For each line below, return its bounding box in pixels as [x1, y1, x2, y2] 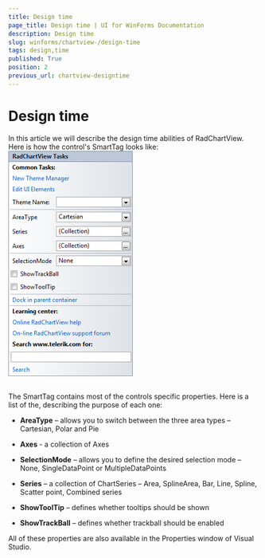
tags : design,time [8, 46, 69, 55]
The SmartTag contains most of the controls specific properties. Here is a [8, 391, 249, 402]
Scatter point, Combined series [19, 487, 123, 497]
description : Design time [8, 29, 94, 37]
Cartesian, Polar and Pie [19, 424, 99, 434]
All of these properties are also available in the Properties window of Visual [8, 534, 255, 544]
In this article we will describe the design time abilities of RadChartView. [8, 133, 244, 143]
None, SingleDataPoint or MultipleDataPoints [19, 463, 167, 474]
